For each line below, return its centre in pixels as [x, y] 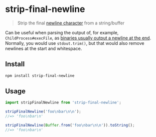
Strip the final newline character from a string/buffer [71, 23]
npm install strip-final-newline [40, 76]
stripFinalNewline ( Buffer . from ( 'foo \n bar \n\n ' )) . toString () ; [70, 126]
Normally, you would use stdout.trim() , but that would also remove [75, 43]
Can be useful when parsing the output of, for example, [62, 32]
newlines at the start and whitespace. [44, 48]
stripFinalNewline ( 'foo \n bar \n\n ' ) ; [43, 112]
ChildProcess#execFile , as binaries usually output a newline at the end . [78, 38]
